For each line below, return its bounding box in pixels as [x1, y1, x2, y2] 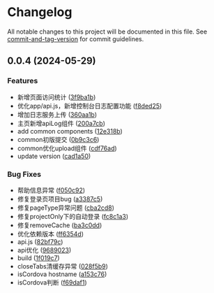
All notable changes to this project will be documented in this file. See [7, 27, 208, 36]
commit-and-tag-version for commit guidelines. [7, 34, 144, 43]
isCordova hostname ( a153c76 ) [17, 270, 107, 278]
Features [7, 76, 38, 86]
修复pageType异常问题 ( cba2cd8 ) [17, 203, 115, 212]
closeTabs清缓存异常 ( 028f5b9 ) [17, 262, 108, 270]
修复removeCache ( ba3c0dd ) [17, 221, 102, 229]
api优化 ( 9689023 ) [17, 245, 72, 254]
